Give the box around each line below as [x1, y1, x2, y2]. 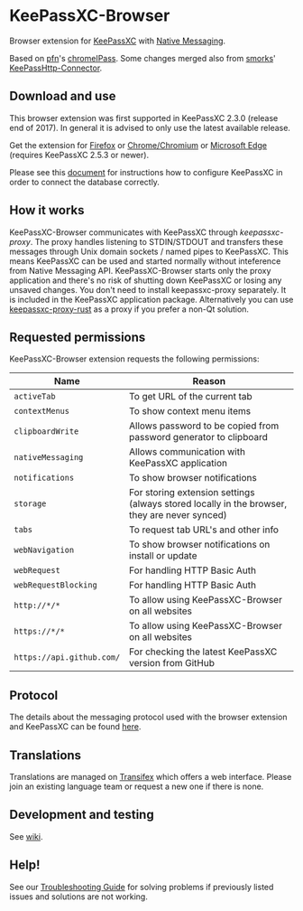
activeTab [14, 391, 56, 402]
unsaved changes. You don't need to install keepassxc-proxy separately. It [9, 284, 287, 295]
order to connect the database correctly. [9, 176, 161, 187]
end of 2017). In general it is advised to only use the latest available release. [9, 122, 291, 133]
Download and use [9, 89, 116, 104]
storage [14, 499, 47, 509]
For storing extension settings [129, 486, 255, 499]
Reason [192, 375, 226, 388]
